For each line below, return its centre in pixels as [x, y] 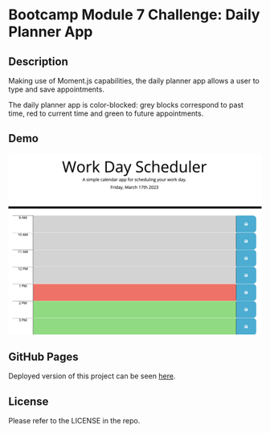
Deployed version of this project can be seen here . [92, 376]
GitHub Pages [43, 356]
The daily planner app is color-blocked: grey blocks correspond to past [126, 105]
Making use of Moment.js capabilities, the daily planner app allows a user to [134, 81]
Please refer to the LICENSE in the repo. [74, 421]
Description [38, 61]
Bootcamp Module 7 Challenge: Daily [134, 15]
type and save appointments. [56, 89]
